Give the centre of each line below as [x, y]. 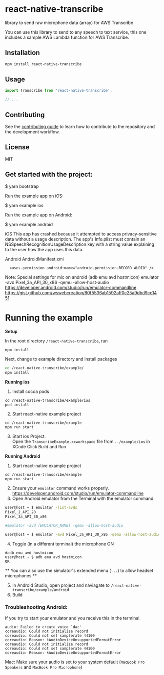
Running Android [23, 456]
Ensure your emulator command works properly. [61, 488]
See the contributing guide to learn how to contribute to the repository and [80, 127]
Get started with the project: [49, 174]
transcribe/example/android [41, 590]
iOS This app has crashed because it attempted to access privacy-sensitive [81, 234]
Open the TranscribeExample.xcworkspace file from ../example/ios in [81, 441]
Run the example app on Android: [39, 215]
